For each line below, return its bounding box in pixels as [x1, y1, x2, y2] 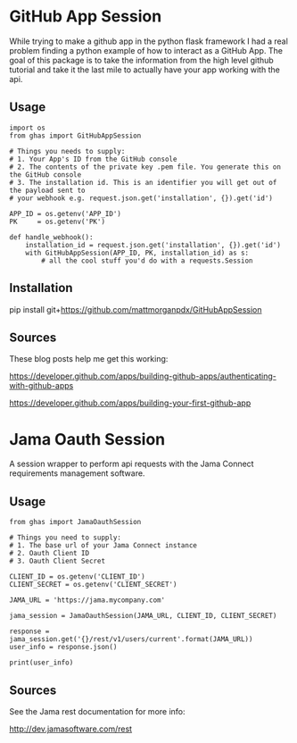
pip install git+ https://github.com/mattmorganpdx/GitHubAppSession [9, 304, 262, 314]
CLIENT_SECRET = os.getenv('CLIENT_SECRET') [9, 580, 177, 589]
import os [9, 123, 46, 132]
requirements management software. [9, 468, 145, 479]
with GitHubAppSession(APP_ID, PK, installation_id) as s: [25, 248, 250, 257]
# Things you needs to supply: [9, 146, 126, 155]
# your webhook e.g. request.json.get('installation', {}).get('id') [9, 194, 274, 203]
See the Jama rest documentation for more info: [9, 705, 186, 716]
